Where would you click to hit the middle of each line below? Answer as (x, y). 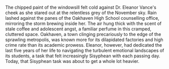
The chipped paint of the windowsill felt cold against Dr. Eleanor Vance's (81, 7)
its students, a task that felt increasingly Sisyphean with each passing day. (83, 56)
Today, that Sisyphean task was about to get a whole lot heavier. (72, 61)
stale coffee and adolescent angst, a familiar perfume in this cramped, (78, 29)
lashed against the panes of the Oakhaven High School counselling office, (82, 18)
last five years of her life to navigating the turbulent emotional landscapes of (85, 50)
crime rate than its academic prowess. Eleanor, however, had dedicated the (84, 45)
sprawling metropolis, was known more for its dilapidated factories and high (84, 40)
